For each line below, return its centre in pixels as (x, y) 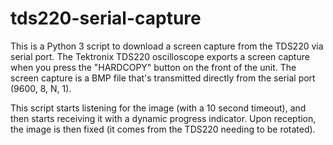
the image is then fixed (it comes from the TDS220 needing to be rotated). (163, 129)
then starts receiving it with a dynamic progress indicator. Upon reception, (163, 118)
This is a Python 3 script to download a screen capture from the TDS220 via (167, 46)
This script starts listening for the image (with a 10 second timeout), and (158, 108)
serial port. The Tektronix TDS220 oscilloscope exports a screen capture (160, 56)
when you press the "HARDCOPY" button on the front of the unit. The (153, 67)
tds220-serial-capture (106, 18)
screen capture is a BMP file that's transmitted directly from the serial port (163, 78)
